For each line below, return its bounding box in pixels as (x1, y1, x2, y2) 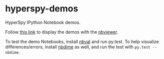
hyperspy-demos (5, 3, 78, 14)
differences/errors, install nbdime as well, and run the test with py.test (5, 44, 151, 50)
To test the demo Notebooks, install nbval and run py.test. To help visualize (5, 38, 160, 45)
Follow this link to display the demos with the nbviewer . (5, 29, 119, 35)
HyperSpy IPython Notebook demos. (5, 19, 81, 25)
